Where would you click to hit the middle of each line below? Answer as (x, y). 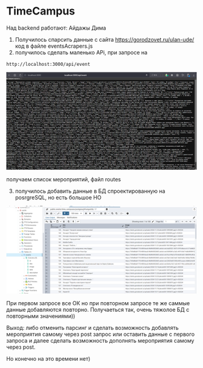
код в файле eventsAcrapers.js (54, 46)
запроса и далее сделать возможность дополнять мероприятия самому (100, 341)
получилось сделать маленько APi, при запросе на (81, 52)
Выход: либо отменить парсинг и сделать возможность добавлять (92, 328)
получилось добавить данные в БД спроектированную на (90, 191)
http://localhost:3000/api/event (48, 64)
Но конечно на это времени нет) (48, 359)
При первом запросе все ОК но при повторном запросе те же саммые (98, 303)
